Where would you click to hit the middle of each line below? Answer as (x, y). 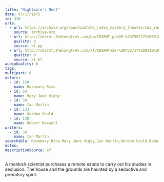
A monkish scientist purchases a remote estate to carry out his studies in (78, 164)
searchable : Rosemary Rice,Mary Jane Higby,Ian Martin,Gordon (70, 141)
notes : (12, 146)
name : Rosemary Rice (35, 87)
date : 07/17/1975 (23, 14)
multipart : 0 (18, 73)
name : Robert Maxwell (36, 123)
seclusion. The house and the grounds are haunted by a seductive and (76, 169)
